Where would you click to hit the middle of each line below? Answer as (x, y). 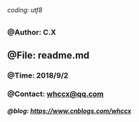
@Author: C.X (32, 32)
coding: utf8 (25, 10)
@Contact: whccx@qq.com (55, 94)
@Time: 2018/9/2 (38, 75)
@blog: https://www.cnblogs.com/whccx (69, 111)
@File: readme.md (48, 55)
